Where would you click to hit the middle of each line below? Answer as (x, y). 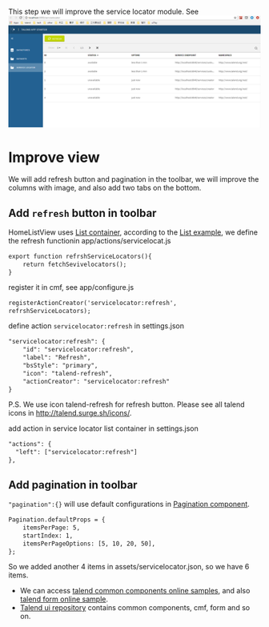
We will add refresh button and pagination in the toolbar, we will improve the (134, 179)
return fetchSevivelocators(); (75, 265)
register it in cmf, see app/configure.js (71, 287)
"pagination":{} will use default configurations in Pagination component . (129, 504)
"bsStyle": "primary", (60, 366)
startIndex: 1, (48, 536)
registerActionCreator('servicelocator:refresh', (93, 303)
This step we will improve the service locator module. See (104, 12)
